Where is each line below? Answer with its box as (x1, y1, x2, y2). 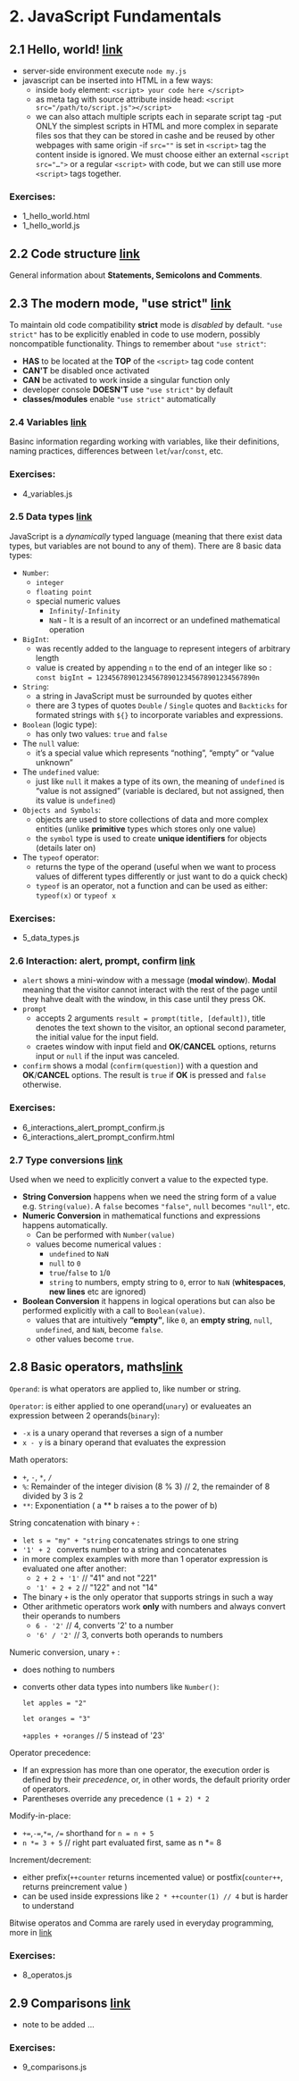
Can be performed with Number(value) (35, 1230, 176, 1240)
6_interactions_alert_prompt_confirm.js (21, 1122, 165, 1132)
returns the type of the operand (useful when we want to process (35, 861, 277, 872)
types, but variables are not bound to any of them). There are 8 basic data (9, 540, 281, 551)
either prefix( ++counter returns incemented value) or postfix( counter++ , (21, 1871, 284, 1882)
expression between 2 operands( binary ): (9, 1409, 161, 1421)
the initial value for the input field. (35, 1032, 159, 1042)
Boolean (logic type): (21, 719, 98, 730)
